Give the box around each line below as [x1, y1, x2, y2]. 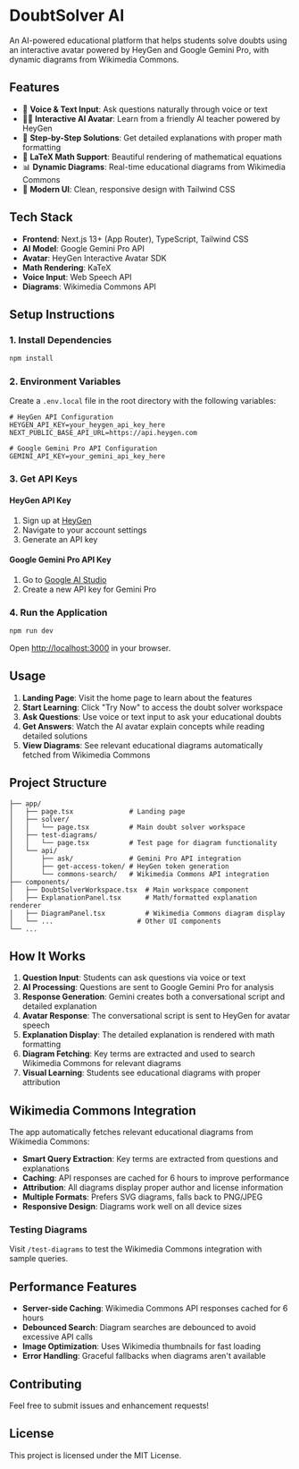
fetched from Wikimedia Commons [21, 749, 151, 760]
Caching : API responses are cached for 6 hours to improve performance [21, 1173, 290, 1183]
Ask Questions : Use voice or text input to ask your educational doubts [21, 711, 282, 722]
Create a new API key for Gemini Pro [21, 584, 157, 594]
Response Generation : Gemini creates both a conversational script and [21, 991, 286, 1003]
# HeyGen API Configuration [9, 413, 114, 422]
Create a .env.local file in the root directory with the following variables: [9, 396, 277, 406]
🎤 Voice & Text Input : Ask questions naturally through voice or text [21, 104, 268, 115]
